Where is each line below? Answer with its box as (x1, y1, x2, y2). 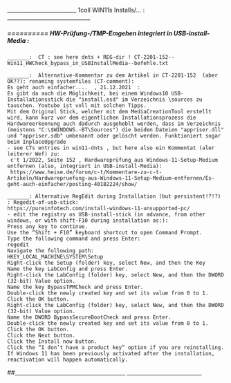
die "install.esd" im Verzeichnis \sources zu (66, 96, 203, 103)
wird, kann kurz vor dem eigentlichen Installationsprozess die (7, 114, 196, 121)
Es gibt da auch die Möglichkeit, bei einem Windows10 (7, 90, 169, 97)
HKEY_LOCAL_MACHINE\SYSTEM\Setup (7, 253, 104, 260)
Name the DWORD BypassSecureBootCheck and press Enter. (7, 314, 172, 321)
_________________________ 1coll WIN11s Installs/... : (7, 6, 145, 14)
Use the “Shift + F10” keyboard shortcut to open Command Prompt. (7, 229, 203, 236)
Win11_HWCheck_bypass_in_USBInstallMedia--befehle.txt (7, 59, 169, 66)
